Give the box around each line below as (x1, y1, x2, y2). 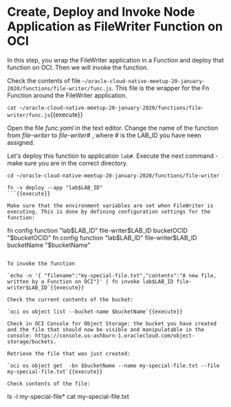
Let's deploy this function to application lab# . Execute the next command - (7, 152, 219, 160)
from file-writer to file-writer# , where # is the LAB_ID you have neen (7, 131, 201, 139)
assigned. (7, 138, 35, 146)
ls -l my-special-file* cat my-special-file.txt (7, 392, 129, 400)
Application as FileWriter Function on (7, 19, 223, 34)
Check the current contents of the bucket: (7, 296, 134, 303)
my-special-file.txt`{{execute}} (7, 368, 103, 375)
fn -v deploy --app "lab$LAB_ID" (7, 184, 103, 191)
